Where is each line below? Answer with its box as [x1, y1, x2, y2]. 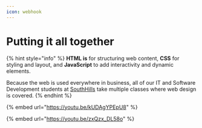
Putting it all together [6, 34, 115, 48]
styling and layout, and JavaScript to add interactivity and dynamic [6, 61, 174, 68]
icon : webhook [6, 8, 42, 15]
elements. [6, 67, 31, 75]
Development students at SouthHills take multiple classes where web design [6, 85, 197, 93]
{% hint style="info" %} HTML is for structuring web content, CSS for [6, 55, 180, 62]
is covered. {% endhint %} [6, 91, 73, 99]
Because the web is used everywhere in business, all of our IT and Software [6, 79, 196, 86]
